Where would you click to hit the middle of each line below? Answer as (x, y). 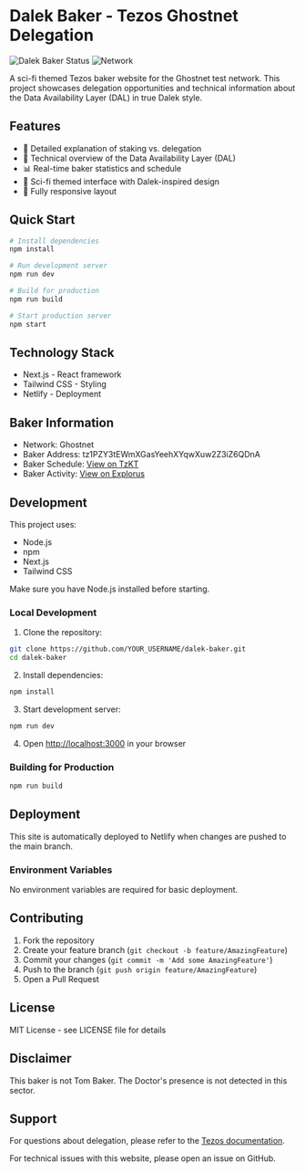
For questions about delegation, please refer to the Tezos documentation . (147, 1141)
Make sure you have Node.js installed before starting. (110, 589)
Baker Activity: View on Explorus (84, 474)
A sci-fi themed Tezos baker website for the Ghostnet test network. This (145, 78)
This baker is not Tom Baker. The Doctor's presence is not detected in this (148, 1080)
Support (33, 1119)
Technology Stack (62, 352)
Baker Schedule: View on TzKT (81, 464)
